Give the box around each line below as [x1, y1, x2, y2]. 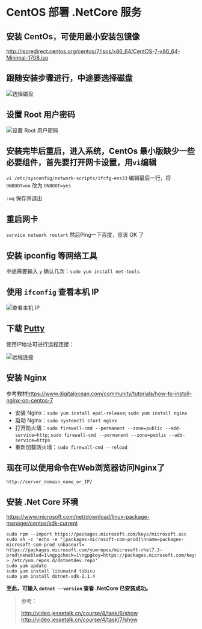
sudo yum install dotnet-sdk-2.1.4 [6, 574, 96, 580]
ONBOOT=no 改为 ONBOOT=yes [6, 182, 71, 189]
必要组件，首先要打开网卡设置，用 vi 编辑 [6, 157, 157, 167]
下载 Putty [6, 324, 45, 334]
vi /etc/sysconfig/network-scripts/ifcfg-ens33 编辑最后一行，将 [6, 174, 171, 181]
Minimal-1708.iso [6, 54, 49, 61]
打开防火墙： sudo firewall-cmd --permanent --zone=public [14, 424, 163, 431]
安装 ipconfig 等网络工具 [6, 251, 97, 261]
